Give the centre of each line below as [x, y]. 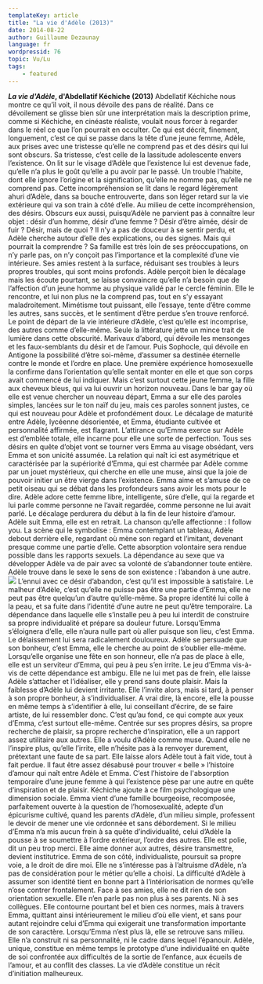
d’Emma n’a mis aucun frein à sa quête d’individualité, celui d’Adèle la [120, 831]
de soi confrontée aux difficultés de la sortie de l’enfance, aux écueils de [125, 957]
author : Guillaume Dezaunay [54, 37]
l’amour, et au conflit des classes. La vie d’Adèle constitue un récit [114, 965]
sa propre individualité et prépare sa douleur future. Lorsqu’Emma [114, 623]
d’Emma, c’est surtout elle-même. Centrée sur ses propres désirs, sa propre [130, 722]
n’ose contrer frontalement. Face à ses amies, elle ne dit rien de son [117, 890]
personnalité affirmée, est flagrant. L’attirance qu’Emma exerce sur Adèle [126, 430]
